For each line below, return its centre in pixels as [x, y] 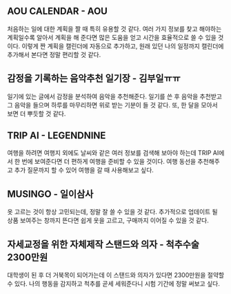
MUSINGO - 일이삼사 [50, 194]
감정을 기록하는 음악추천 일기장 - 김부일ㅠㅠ [94, 78]
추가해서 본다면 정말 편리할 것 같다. [54, 54]
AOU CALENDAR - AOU [58, 11]
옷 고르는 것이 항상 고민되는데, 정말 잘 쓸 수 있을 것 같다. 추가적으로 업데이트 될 [113, 212]
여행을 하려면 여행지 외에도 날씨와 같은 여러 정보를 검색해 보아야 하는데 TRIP [109, 153]
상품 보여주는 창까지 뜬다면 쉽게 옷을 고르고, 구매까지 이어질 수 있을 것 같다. [108, 220]
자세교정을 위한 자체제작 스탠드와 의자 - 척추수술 [103, 244]
